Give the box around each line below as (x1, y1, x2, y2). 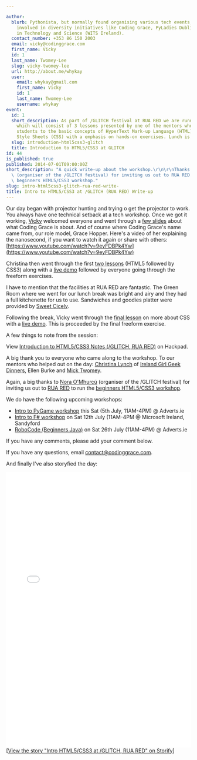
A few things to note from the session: (6, 332, 98, 339)
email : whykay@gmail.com (16, 79, 77, 85)
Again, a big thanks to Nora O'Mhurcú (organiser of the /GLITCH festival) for (6, 378, 191, 385)
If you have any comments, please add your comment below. (6, 437, 154, 444)
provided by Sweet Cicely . (6, 302, 69, 309)
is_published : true (6, 156, 54, 162)
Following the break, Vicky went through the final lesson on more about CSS (6, 314, 191, 321)
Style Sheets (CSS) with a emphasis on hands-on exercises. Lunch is (16, 134, 191, 140)
